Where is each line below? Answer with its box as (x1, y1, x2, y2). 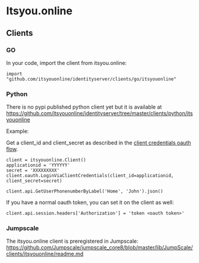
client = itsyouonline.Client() (6, 157, 86, 163)
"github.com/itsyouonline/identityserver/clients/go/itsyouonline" (6, 76, 177, 82)
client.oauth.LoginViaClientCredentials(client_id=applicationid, (6, 173, 174, 179)
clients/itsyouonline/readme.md (6, 250, 84, 258)
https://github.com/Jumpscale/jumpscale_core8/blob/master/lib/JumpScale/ (6, 244, 193, 251)
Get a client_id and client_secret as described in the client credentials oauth (6, 139, 191, 147)
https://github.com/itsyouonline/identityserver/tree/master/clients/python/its (6, 110, 193, 117)
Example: (6, 128, 29, 135)
